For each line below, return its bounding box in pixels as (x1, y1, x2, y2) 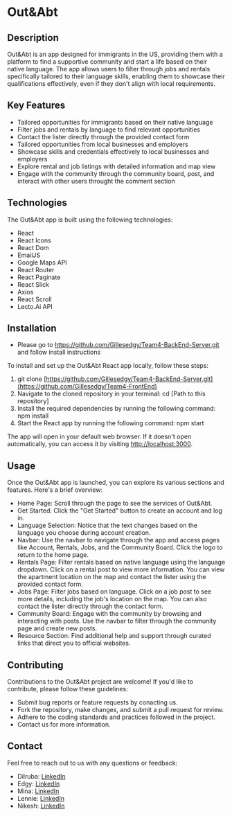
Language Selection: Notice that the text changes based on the (17, 521, 198, 530)
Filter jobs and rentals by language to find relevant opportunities (17, 125, 201, 134)
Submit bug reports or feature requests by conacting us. (17, 698, 178, 707)
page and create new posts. (17, 624, 98, 632)
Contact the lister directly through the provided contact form (17, 132, 190, 141)
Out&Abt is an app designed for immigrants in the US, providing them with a (7, 50, 223, 58)
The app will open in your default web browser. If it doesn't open (7, 432, 192, 441)
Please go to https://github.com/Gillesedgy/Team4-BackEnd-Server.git (17, 341, 220, 349)
